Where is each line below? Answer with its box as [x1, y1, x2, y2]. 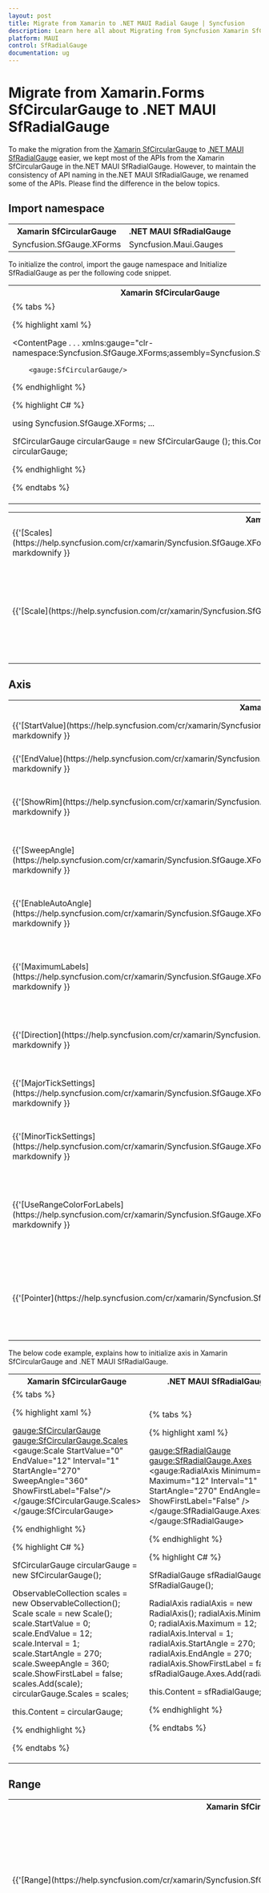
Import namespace [8, 202, 106, 215]
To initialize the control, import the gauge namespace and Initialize [8, 259, 227, 269]
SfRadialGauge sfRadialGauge [149, 1569, 263, 1580]
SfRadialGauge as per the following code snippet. [8, 268, 172, 277]
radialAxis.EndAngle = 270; [149, 1648, 252, 1659]
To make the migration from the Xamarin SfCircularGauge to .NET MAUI [8, 144, 244, 153]
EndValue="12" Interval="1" [12, 1455, 119, 1466]
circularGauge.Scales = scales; [12, 1688, 129, 1699]
